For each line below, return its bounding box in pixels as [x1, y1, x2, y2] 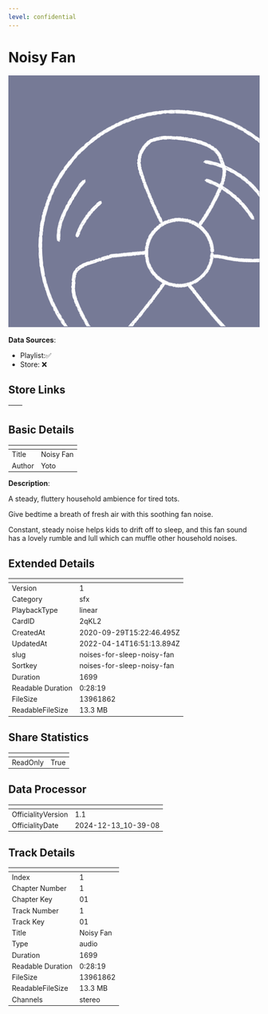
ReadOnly [11, 758, 44, 767]
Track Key [11, 917, 45, 926]
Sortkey [11, 661, 37, 670]
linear [79, 606, 98, 615]
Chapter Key [11, 895, 53, 905]
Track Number [11, 905, 59, 915]
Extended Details [8, 556, 96, 571]
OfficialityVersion [11, 809, 69, 819]
